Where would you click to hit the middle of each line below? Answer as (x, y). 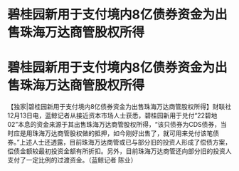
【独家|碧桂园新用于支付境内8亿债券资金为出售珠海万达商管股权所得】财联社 (119, 107)
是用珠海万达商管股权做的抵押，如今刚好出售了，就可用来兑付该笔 (116, 133)
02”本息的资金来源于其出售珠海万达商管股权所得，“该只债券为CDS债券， (114, 125)
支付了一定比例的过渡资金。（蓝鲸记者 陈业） (72, 160)
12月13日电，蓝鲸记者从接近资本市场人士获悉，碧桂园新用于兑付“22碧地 (112, 115)
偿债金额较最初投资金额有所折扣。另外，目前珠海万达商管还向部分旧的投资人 (119, 151)
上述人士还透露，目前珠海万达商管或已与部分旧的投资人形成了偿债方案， (126, 142)
